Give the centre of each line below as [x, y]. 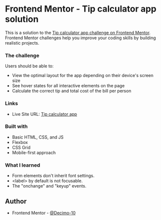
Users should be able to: [29, 66]
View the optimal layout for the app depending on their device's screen [83, 76]
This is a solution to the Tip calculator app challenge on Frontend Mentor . [78, 32]
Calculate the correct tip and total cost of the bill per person [72, 91]
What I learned [22, 165]
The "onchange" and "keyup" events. [49, 186]
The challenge [22, 55]
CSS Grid [21, 147]
